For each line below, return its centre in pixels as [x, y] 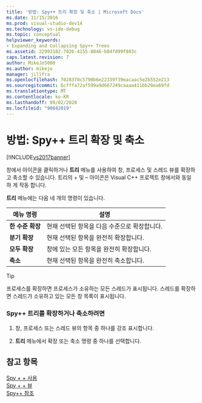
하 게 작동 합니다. [27, 185]
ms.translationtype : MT [36, 91]
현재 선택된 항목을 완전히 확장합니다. [95, 238]
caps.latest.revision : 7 [38, 57]
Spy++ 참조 [20, 393]
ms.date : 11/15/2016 [32, 18]
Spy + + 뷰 [19, 385]
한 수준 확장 [25, 226]
